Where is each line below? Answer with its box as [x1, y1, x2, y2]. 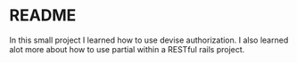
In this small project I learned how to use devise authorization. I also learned [9, 35, 289, 45]
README [9, 5, 77, 26]
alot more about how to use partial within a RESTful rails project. [9, 43, 245, 54]
